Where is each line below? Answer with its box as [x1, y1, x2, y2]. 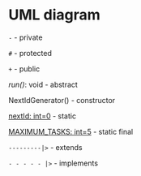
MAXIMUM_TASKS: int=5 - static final [8, 127, 134, 136]
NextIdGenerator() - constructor [8, 95, 116, 105]
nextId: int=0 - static [8, 111, 77, 121]
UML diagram [8, 6, 101, 24]
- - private [8, 32, 43, 42]
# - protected [8, 48, 53, 58]
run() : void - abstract [8, 79, 79, 89]
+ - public [8, 63, 41, 74]
